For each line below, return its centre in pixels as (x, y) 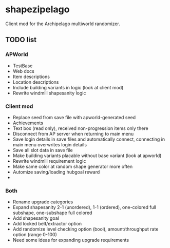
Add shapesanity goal (36, 218)
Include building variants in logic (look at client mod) (68, 87)
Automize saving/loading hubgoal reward (56, 172)
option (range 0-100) (35, 235)
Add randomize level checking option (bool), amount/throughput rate (86, 229)
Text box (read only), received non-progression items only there (80, 128)
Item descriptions (31, 77)
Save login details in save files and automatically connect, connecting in (89, 139)
